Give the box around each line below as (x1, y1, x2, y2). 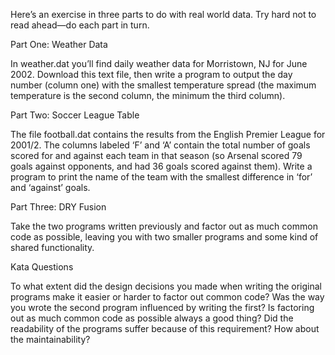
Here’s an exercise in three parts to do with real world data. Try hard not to (10, 9, 317, 20)
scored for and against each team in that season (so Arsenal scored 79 (10, 150, 303, 161)
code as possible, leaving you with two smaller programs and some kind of (10, 231, 319, 243)
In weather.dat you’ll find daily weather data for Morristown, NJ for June (10, 58, 308, 69)
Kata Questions (10, 261, 74, 273)
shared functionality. (10, 242, 95, 253)
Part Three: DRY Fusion (10, 201, 107, 213)
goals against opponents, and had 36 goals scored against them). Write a (10, 160, 313, 172)
